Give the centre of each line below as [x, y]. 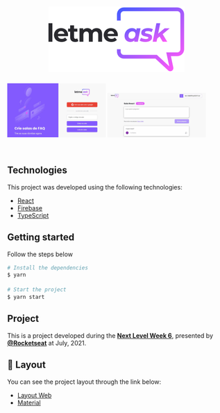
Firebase [30, 208]
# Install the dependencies [48, 267]
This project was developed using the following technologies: [95, 187]
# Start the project [37, 290]
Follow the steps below [40, 254]
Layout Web [34, 395]
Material [29, 403]
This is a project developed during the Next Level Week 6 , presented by [110, 335]
